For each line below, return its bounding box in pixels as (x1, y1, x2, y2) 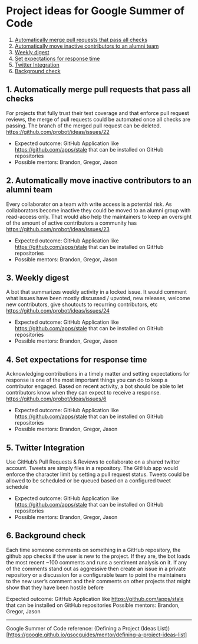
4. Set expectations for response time (6, 354, 147, 364)
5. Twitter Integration (6, 442, 85, 452)
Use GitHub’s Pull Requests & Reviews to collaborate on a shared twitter (6, 458, 181, 465)
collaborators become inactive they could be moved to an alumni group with (6, 206, 191, 213)
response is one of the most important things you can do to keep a (6, 376, 168, 384)
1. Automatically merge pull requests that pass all (6, 84, 191, 95)
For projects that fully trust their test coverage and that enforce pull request (6, 109, 190, 116)
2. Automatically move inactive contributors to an (6, 176, 192, 186)
